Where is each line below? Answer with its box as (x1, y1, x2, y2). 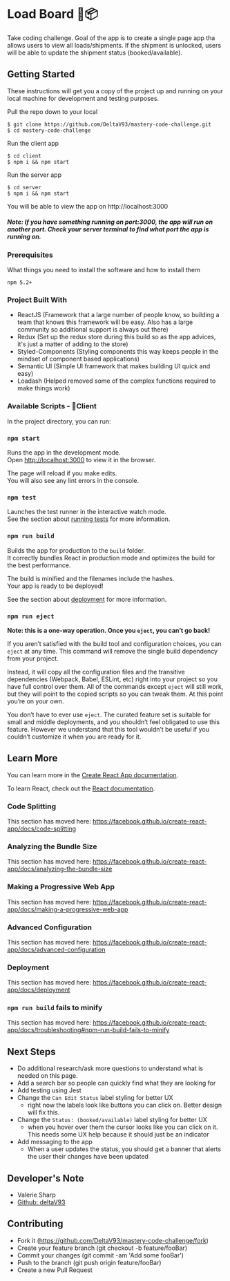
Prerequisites (7, 250, 53, 260)
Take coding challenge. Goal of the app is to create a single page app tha (7, 33, 215, 42)
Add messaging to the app (17, 1138, 93, 1146)
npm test (7, 493, 37, 502)
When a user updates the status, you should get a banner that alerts (27, 1145, 222, 1153)
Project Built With (7, 295, 68, 305)
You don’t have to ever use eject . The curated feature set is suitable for (7, 710, 211, 719)
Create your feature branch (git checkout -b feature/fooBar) (17, 1244, 188, 1252)
